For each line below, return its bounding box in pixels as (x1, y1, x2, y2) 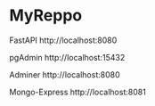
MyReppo (9, 5, 83, 26)
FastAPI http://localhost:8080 (9, 35, 118, 45)
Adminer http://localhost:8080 (9, 69, 120, 80)
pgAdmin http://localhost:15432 (9, 52, 126, 62)
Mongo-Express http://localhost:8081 (9, 86, 147, 97)
